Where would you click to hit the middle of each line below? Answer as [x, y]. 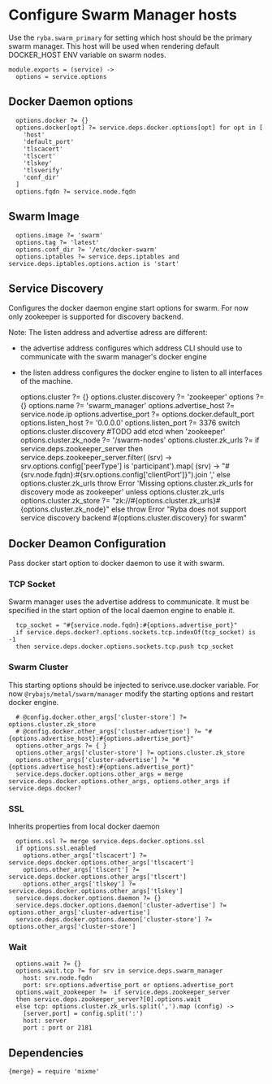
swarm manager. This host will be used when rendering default [114, 46]
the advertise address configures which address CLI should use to [131, 348]
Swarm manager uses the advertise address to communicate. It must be [129, 602]
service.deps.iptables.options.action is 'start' [94, 263]
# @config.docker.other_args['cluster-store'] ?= [101, 717]
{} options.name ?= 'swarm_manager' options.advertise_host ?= [127, 406]
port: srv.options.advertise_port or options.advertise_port [128, 986]
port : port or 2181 [58, 1028]
